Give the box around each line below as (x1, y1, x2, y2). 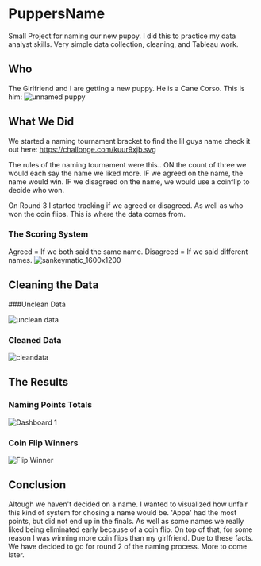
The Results (8, 375, 69, 389)
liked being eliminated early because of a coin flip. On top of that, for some (8, 525, 253, 534)
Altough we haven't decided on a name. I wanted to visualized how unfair (8, 499, 248, 509)
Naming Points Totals (8, 399, 93, 410)
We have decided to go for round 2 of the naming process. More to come (8, 541, 248, 551)
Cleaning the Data (8, 279, 99, 292)
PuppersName (8, 5, 106, 23)
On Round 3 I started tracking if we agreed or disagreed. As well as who (8, 200, 244, 210)
